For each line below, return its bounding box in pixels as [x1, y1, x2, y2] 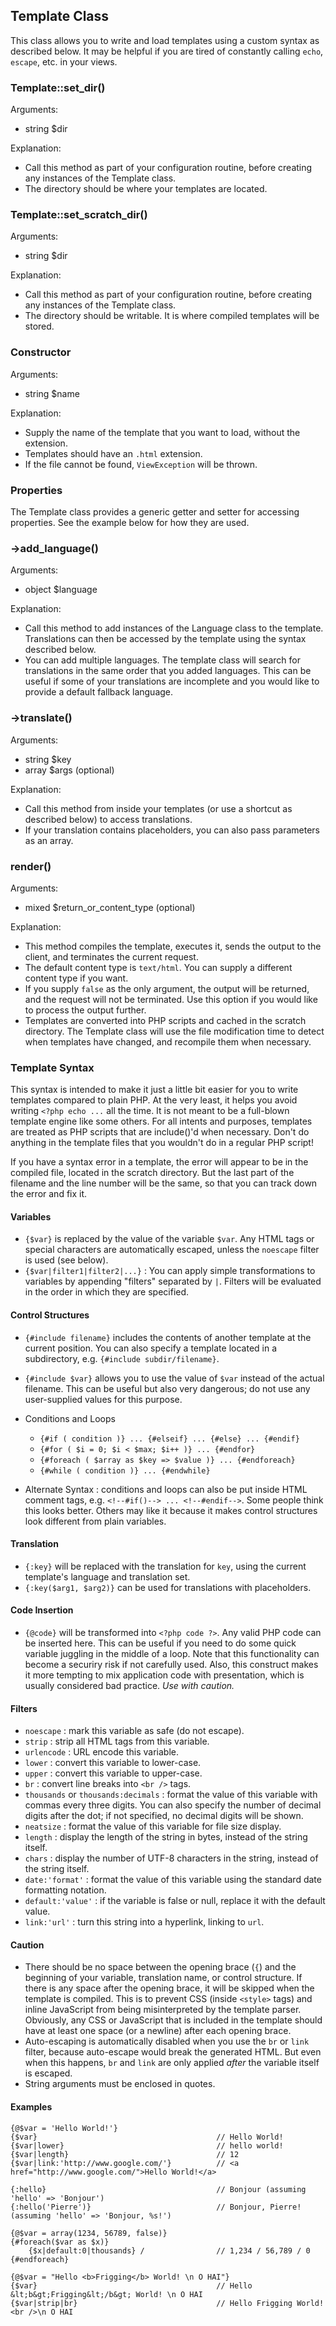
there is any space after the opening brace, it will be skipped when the [24, 1982, 315, 1994]
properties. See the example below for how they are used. [10, 517, 250, 528]
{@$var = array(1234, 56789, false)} [10, 2228, 168, 2238]
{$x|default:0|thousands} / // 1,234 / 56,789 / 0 [28, 2245, 311, 2256]
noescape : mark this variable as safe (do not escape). [24, 1725, 245, 1737]
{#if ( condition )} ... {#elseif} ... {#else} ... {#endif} [39, 1434, 300, 1444]
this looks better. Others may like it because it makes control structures [24, 1504, 318, 1516]
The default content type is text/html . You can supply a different [24, 961, 293, 973]
